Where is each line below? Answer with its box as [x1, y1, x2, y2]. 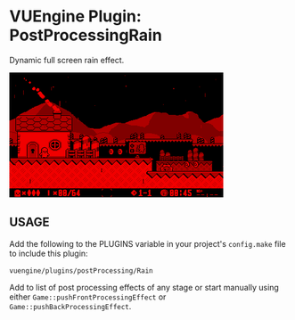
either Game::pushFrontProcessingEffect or [9, 291, 167, 302]
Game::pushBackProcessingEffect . [9, 300, 132, 311]
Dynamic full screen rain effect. [9, 54, 125, 65]
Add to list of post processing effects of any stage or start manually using [9, 282, 279, 292]
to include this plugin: [9, 248, 88, 258]
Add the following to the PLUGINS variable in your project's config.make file [9, 238, 287, 249]
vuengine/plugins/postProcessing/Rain [9, 266, 153, 275]
